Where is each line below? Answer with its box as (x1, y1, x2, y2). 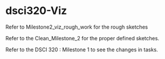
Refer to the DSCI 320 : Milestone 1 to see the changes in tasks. (5, 46, 159, 53)
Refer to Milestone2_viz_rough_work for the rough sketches (5, 23, 148, 30)
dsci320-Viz (5, 4, 68, 18)
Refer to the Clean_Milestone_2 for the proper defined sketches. (5, 34, 160, 41)
